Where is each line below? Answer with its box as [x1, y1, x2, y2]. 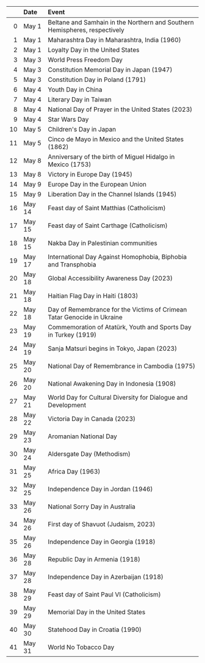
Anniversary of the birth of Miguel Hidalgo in [48, 153, 175, 161]
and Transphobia [48, 260, 96, 268]
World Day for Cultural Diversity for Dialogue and [48, 394, 188, 401]
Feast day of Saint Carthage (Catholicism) [48, 221, 168, 230]
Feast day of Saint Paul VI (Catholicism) [48, 590, 161, 598]
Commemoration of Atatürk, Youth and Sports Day [48, 323, 192, 331]
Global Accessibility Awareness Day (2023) [48, 274, 173, 282]
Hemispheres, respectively [48, 26, 124, 34]
